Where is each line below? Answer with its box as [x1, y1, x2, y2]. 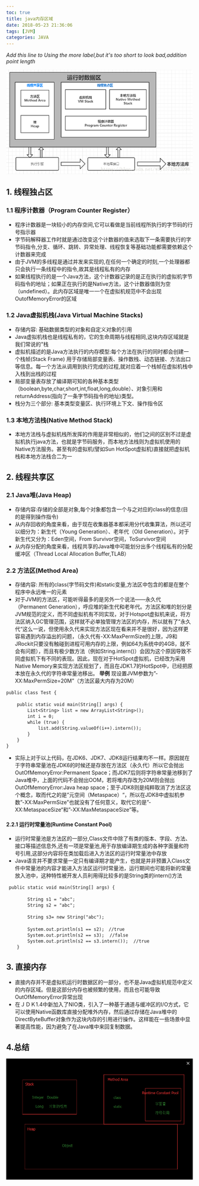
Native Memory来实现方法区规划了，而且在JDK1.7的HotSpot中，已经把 [14, 662, 188, 669]
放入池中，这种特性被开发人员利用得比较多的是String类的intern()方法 [14, 872, 182, 879]
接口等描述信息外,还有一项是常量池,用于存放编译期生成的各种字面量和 [14, 842, 184, 850]
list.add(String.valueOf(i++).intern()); [37, 726, 142, 732]
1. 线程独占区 [6, 187, 53, 197]
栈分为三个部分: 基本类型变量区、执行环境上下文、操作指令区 [14, 400, 163, 407]
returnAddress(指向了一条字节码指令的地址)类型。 [14, 392, 137, 399]
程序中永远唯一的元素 [14, 588, 67, 595]
